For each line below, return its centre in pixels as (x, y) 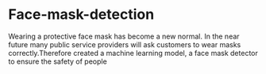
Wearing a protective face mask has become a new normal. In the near (124, 36)
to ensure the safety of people (58, 61)
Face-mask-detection (81, 15)
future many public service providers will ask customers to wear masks (125, 44)
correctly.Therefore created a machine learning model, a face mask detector (133, 53)
